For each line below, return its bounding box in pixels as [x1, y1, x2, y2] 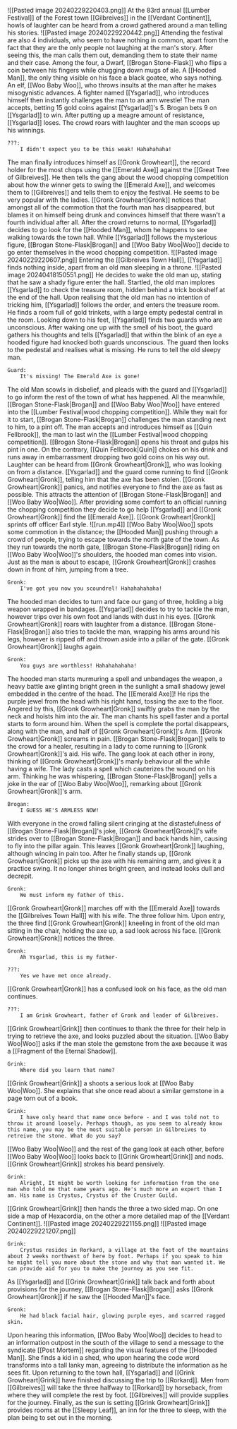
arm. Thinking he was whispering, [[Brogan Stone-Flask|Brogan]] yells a [7, 772, 217, 780]
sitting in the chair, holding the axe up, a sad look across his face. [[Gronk [7, 927, 221, 934]
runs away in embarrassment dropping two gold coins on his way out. [7, 453, 210, 461]
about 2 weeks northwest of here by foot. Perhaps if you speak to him [7, 1253, 222, 1260]
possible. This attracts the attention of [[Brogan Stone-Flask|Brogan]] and [7, 490, 222, 498]
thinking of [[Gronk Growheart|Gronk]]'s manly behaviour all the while [7, 757, 210, 765]
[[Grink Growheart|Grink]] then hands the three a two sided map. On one [7, 1205, 219, 1212]
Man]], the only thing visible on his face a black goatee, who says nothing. [7, 73, 224, 82]
